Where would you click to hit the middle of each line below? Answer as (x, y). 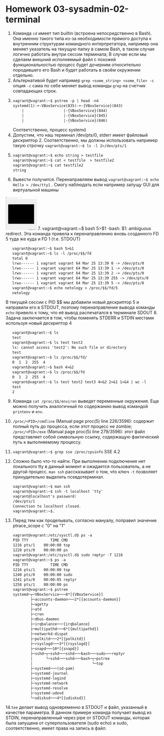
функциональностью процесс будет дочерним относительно (77, 65)
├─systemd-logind (48, 678)
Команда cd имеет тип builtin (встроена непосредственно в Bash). (82, 33)
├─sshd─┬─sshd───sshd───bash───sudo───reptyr (78, 654)
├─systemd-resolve (49, 688)
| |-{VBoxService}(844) (65, 110)
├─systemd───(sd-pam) (53, 668)
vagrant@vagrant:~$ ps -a (39, 560)
